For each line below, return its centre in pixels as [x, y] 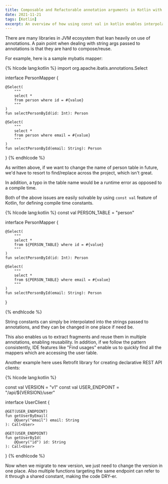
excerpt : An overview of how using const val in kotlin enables [73, 24]
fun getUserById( [23, 438]
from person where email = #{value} [52, 135]
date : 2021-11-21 [23, 15]
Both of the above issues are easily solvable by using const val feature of [81, 198]
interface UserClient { [27, 402]
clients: [13, 368]
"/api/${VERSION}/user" [30, 393]
